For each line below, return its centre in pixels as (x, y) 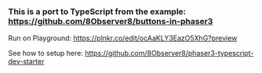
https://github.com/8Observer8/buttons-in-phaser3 (111, 21)
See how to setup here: (46, 54)
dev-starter (26, 61)
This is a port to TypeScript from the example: (97, 12)
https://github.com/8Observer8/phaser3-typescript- (169, 54)
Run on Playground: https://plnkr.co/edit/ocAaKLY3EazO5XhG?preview (123, 38)
